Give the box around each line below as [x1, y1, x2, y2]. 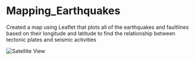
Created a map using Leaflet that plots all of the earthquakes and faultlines [6, 24, 189, 31]
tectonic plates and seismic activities [6, 36, 96, 43]
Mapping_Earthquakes [6, 4, 121, 18]
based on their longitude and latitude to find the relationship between [6, 29, 175, 36]
